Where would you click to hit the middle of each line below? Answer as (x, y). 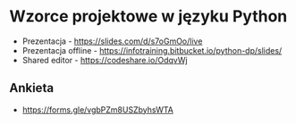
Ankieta (32, 88)
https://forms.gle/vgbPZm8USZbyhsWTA (98, 110)
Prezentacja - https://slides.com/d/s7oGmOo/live (112, 41)
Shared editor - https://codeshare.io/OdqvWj (105, 60)
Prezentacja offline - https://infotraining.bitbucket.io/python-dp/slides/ (152, 50)
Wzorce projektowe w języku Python (148, 17)
